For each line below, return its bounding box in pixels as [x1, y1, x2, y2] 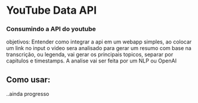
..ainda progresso [6, 90, 49, 98]
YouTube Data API [6, 4, 97, 17]
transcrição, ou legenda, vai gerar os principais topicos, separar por [6, 51, 174, 58]
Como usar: [6, 74, 51, 85]
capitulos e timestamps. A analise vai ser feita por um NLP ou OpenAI [6, 57, 177, 64]
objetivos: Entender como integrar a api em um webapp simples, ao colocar [6, 38, 192, 45]
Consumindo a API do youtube [6, 25, 97, 33]
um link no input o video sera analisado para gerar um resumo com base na [6, 45, 192, 52]
